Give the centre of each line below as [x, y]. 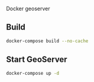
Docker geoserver [28, 9]
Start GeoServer [37, 60]
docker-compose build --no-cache [47, 41]
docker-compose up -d [33, 73]
